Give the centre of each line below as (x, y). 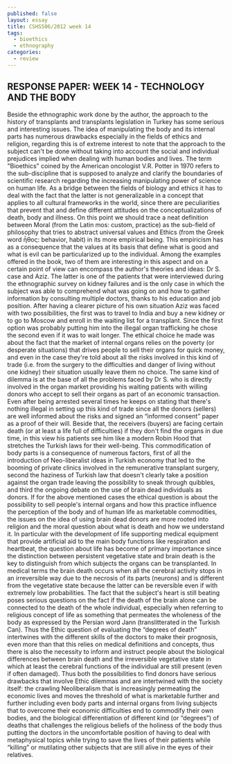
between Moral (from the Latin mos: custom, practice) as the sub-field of (111, 224)
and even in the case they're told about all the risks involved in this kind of (113, 357)
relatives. (20, 754)
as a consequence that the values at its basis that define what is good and (113, 247)
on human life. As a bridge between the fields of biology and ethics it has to (115, 188)
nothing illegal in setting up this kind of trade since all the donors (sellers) (112, 409)
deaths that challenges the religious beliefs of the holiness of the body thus (115, 725)
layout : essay (28, 20)
